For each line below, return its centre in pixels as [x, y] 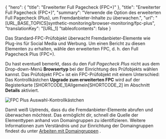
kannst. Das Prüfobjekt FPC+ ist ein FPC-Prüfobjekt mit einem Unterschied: [83, 74]
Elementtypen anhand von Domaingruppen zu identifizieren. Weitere [76, 120]
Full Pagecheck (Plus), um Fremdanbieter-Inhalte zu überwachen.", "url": [80, 18]
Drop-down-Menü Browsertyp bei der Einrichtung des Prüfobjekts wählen [82, 69]
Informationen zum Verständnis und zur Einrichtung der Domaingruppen [79, 125]
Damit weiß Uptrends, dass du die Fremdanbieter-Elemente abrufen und [79, 110]
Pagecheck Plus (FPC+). [30, 54]
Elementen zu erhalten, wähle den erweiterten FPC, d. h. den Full [72, 49]
